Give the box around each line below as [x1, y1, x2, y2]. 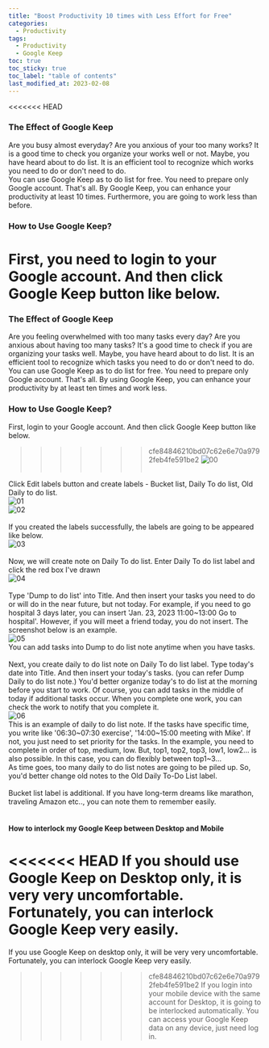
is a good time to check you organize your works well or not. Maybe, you [8, 149, 250, 158]
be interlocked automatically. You [148, 1006, 259, 1016]
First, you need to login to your [8, 250, 217, 268]
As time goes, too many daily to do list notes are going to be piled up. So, [8, 762, 251, 772]
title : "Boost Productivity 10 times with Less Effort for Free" [8, 11, 232, 20]
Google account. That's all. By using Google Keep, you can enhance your [8, 375, 251, 385]
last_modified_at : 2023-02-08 [8, 79, 110, 87]
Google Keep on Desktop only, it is [8, 869, 242, 887]
